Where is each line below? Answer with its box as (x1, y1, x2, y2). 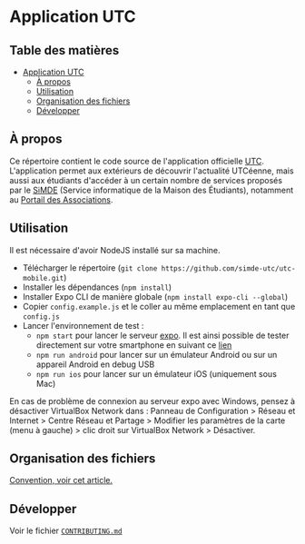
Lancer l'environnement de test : (22, 320, 144, 331)
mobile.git (22, 273, 64, 282)
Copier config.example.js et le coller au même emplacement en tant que (22, 301, 296, 312)
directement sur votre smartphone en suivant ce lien (35, 339, 232, 351)
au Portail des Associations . (9, 193, 113, 205)
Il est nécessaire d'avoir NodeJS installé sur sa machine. (9, 244, 221, 255)
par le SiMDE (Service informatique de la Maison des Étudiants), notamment (9, 184, 294, 195)
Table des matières (9, 43, 120, 58)
